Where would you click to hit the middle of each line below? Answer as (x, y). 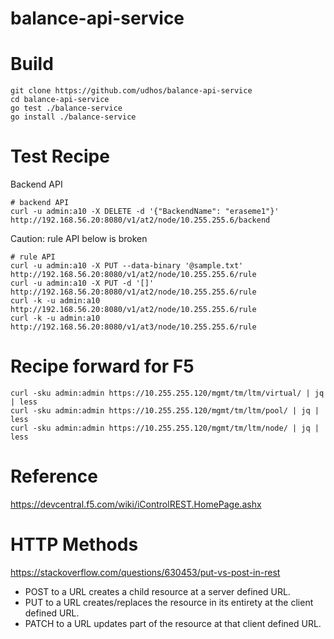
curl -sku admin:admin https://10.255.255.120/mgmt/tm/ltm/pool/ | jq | (165, 411)
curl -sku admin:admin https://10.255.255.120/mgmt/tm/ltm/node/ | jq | (165, 428)
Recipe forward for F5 (102, 366)
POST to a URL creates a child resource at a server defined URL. (157, 591)
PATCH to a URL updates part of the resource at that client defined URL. (173, 623)
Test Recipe (60, 156)
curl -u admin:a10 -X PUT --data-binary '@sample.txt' (127, 266)
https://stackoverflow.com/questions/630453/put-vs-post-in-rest (145, 572)
